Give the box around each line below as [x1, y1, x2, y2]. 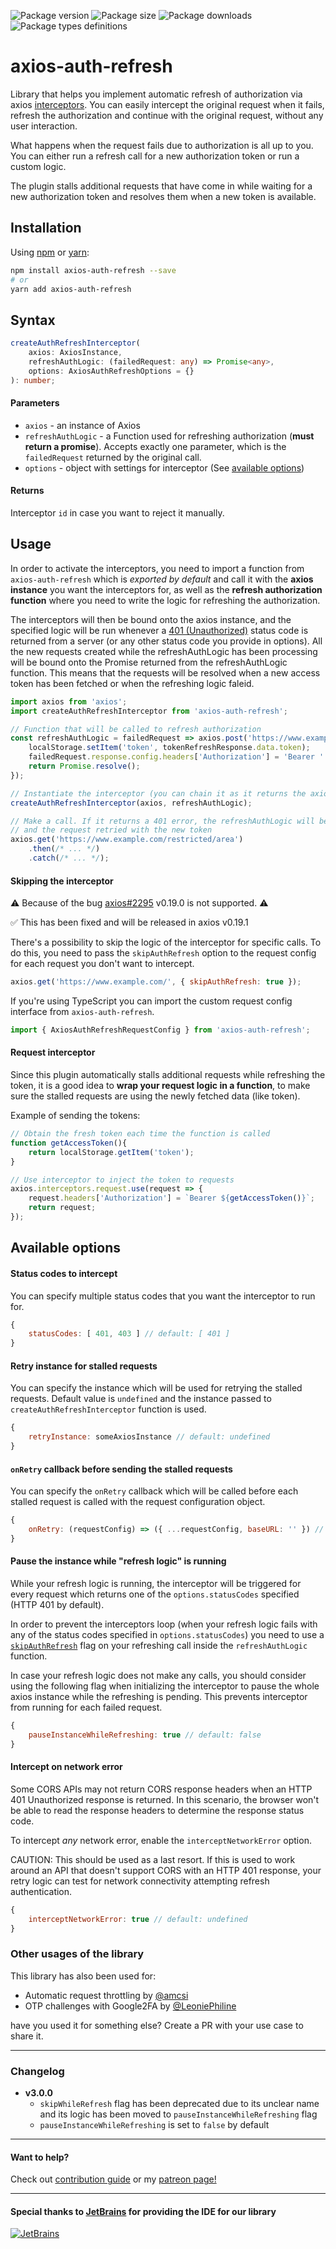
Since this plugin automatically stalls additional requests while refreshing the [10, 1069, 326, 1081]
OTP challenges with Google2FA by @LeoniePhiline [24, 2000, 237, 2012]
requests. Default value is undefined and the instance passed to [10, 1393, 272, 1405]
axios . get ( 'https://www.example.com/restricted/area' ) [10, 835, 244, 845]
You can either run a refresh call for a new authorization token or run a [10, 150, 300, 162]
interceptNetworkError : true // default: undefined [28, 1914, 248, 1924]
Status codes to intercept [10, 1267, 118, 1279]
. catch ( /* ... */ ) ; [28, 853, 110, 864]
